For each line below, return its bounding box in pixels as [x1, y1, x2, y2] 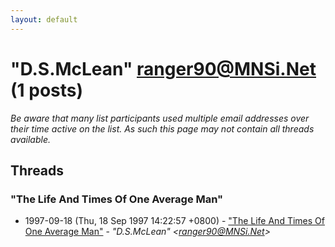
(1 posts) [10, 79, 84, 101]
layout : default [10, 14, 78, 25]
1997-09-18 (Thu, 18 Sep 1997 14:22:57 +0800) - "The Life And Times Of [24, 215, 325, 227]
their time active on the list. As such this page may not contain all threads [10, 122, 315, 135]
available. [10, 133, 52, 145]
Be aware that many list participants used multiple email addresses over [10, 112, 310, 124]
